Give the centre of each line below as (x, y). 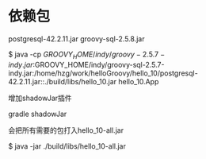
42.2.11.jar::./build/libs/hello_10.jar (63, 81)
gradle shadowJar (38, 114)
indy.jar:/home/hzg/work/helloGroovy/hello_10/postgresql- (103, 73)
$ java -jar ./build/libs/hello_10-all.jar (67, 146)
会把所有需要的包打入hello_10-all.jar (66, 130)
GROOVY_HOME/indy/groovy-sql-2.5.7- (99, 64)
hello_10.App (139, 81)
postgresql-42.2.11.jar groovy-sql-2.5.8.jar (76, 39)
